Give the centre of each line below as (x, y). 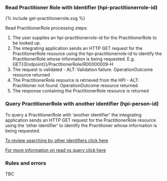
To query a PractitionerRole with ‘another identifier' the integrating (73, 114)
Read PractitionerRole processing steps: (46, 28)
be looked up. (26, 43)
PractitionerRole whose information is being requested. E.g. (73, 59)
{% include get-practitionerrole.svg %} (45, 18)
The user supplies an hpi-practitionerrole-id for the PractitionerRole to (84, 38)
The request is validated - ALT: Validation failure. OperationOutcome (83, 69)
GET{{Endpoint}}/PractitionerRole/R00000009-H (63, 64)
